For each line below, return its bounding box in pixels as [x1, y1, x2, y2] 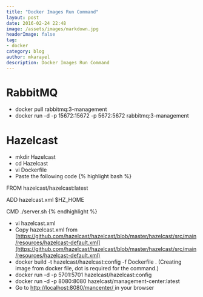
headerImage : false [6, 32, 56, 38]
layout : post [6, 15, 39, 21]
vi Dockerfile [15, 166, 47, 173]
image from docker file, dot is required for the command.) [15, 265, 159, 272]
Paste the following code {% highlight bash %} [15, 173, 132, 180]
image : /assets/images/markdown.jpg [6, 25, 99, 32]
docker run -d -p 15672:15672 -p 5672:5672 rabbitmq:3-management [15, 112, 189, 119]
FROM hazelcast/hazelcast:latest [6, 184, 88, 192]
